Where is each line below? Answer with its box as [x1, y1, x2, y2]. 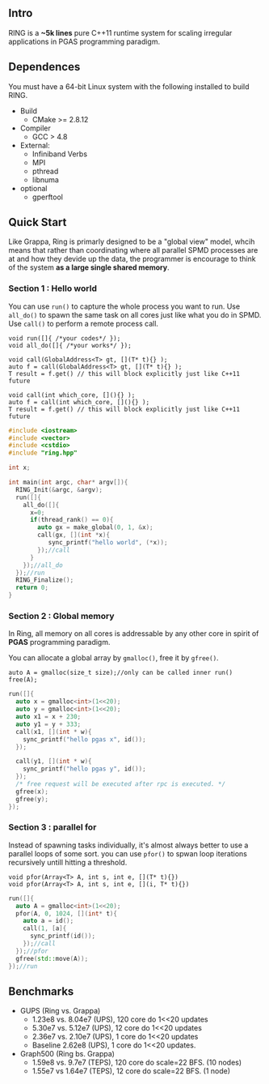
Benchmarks [8, 984, 74, 998]
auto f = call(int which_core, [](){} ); [8, 398, 150, 406]
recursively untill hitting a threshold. [8, 857, 128, 867]
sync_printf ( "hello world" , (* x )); [48, 539, 168, 547]
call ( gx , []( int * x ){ [37, 531, 111, 540]
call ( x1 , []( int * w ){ [15, 728, 92, 736]
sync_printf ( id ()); [29, 932, 95, 941]
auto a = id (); [23, 917, 74, 925]
